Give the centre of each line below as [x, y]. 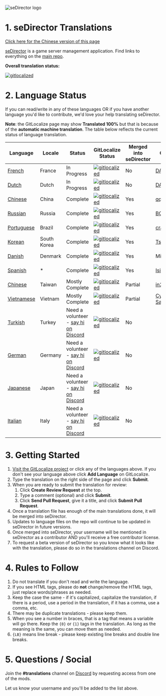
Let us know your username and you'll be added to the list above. [72, 688]
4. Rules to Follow [42, 568]
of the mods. [18, 678]
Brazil [47, 227]
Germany [51, 355]
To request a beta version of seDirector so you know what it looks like [83, 542]
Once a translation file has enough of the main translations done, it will [84, 511]
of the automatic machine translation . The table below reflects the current [82, 129]
